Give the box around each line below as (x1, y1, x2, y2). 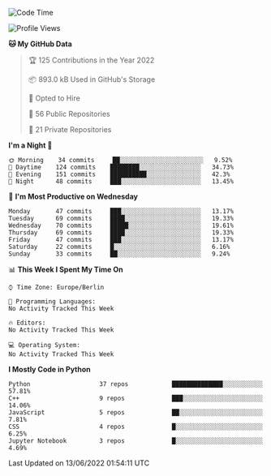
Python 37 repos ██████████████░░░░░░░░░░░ (8, 380, 264, 388)
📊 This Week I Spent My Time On (8, 264, 123, 274)
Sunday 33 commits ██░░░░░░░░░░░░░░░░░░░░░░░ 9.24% (8, 250, 230, 258)
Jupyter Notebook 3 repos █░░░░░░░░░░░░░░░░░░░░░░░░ (8, 437, 264, 445)
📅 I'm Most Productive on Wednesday (8, 191, 138, 201)
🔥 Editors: (8, 319, 46, 327)
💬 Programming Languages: (8, 298, 96, 306)
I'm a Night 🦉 (8, 140, 53, 150)
